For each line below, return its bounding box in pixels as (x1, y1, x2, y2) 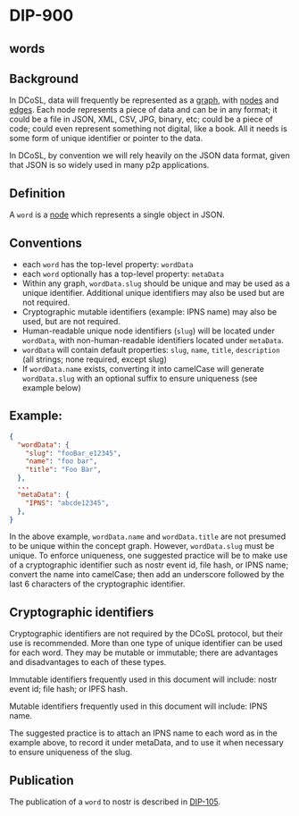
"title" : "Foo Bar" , (25, 466, 102, 475)
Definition (9, 185, 65, 201)
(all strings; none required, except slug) (21, 354, 168, 365)
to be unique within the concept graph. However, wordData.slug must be (9, 541, 275, 551)
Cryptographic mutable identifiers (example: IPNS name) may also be (21, 307, 278, 317)
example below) (21, 383, 82, 393)
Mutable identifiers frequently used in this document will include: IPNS (9, 701, 268, 711)
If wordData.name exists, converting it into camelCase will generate (21, 364, 265, 374)
